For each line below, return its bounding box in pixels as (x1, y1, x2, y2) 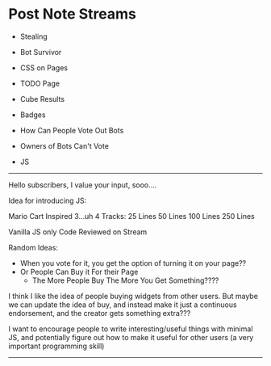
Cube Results (19, 94, 65, 103)
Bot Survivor (19, 47, 62, 57)
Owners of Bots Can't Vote (19, 141, 109, 150)
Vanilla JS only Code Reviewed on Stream (8, 227, 148, 237)
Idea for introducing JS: (8, 196, 87, 205)
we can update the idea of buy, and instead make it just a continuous (8, 300, 237, 309)
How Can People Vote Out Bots (19, 125, 124, 135)
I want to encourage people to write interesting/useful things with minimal (8, 324, 253, 334)
